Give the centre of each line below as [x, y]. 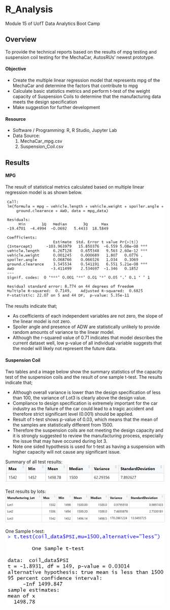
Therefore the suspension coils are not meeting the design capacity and [88, 430]
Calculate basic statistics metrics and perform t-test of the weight [81, 91]
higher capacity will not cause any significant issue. [66, 452]
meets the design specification [45, 102]
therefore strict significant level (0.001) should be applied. [73, 414]
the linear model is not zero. [42, 322]
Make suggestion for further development [56, 107]
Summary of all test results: [34, 462]
